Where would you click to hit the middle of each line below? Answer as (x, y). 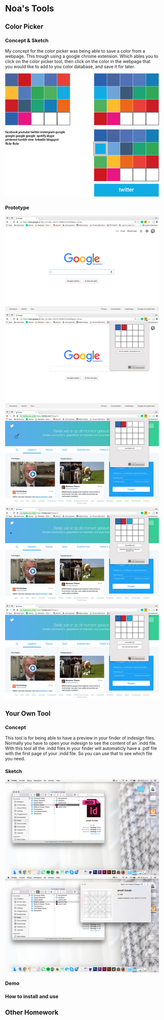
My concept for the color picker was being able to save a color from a (75, 51)
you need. (15, 759)
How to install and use (32, 997)
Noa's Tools (30, 9)
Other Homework (32, 1012)
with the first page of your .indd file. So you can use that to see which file (79, 754)
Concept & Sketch (27, 41)
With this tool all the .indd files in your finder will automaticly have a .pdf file (81, 748)
